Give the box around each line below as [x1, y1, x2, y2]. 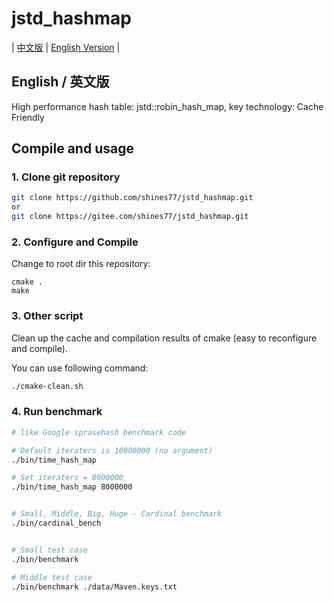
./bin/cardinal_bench [11, 518, 102, 529]
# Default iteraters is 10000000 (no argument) [11, 445, 214, 456]
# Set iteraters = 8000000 [11, 473, 124, 483]
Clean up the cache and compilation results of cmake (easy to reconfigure [11, 332, 318, 344]
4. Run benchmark [11, 405, 103, 419]
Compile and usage [11, 140, 134, 157]
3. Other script [11, 309, 84, 323]
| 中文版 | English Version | [11, 41, 121, 53]
